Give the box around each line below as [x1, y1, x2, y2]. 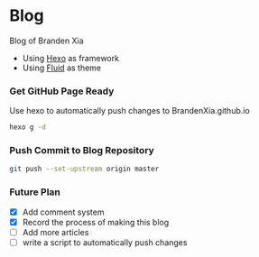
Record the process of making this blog [22, 216, 170, 227]
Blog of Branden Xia [9, 35, 84, 46]
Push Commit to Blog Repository [9, 144, 155, 157]
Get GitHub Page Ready [9, 85, 115, 97]
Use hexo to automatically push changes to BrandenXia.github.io [9, 106, 250, 116]
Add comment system [22, 207, 105, 217]
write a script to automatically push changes [22, 236, 188, 248]
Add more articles [22, 226, 89, 237]
